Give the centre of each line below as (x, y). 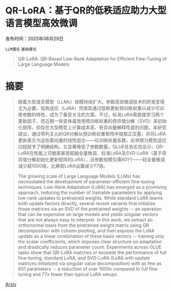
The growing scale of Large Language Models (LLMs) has (79, 176)
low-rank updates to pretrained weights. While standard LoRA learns (90, 198)
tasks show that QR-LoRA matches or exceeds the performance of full (92, 252)
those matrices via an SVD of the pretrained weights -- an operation (90, 209)
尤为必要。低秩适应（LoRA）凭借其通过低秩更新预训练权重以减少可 (89, 108)
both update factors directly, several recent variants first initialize (87, 203)
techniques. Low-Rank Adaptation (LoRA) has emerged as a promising (92, 187)
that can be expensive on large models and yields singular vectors (88, 214)
